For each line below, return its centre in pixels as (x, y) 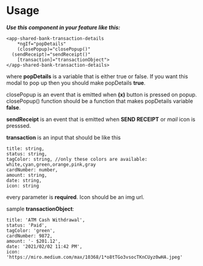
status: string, (27, 154)
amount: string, (27, 175)
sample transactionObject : (40, 209)
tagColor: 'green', (31, 230)
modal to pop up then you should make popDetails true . (76, 83)
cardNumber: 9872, (29, 236)
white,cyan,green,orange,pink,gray (51, 165)
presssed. (19, 126)
